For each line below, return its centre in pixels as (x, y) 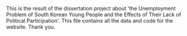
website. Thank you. (31, 27)
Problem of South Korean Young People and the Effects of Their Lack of (94, 15)
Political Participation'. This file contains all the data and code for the (90, 21)
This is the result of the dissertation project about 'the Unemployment (91, 8)
